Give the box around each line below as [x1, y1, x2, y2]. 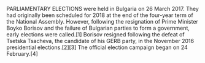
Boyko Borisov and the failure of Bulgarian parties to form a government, [6, 24, 190, 31]
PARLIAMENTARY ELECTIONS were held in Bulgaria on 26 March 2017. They [6, 5, 199, 12]
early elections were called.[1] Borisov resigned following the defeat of [6, 31, 185, 38]
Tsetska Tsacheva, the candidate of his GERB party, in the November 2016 [6, 38, 195, 44]
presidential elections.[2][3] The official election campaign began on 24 [6, 44, 188, 51]
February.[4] [6, 50, 38, 57]
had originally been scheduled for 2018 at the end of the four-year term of [6, 12, 193, 19]
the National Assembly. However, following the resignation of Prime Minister [6, 18, 198, 25]
